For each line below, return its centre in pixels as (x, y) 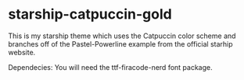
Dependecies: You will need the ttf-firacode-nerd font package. (110, 67)
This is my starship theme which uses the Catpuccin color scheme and (122, 36)
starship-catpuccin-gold (90, 14)
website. (22, 52)
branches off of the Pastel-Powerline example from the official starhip (120, 43)
